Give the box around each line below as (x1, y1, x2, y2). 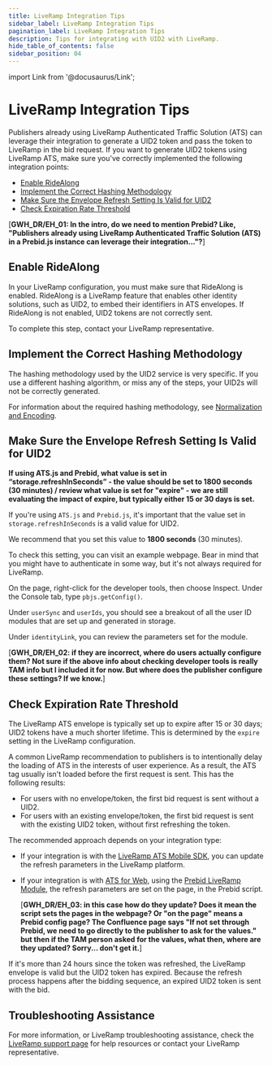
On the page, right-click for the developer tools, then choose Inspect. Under (8, 583, 263, 593)
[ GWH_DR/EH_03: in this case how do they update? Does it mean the (19, 900, 257, 910)
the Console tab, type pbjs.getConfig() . (8, 591, 144, 602)
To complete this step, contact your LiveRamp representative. (8, 323, 214, 334)
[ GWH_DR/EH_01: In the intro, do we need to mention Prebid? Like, (8, 219, 236, 229)
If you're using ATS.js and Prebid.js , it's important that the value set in (8, 510, 246, 520)
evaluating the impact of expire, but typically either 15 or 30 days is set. (8, 494, 255, 504)
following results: (8, 778, 67, 788)
